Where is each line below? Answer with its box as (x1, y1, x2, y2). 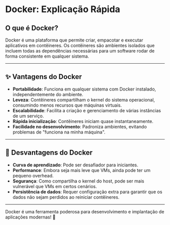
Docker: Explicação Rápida (5, 4, 120, 15)
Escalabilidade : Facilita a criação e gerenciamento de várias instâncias (12, 107, 161, 113)
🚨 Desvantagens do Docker (5, 148, 93, 157)
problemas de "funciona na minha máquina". (12, 129, 106, 135)
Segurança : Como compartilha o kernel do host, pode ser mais (12, 178, 145, 184)
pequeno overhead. (12, 172, 54, 178)
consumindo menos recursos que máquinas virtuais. (12, 102, 122, 108)
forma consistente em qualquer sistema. (5, 53, 90, 59)
